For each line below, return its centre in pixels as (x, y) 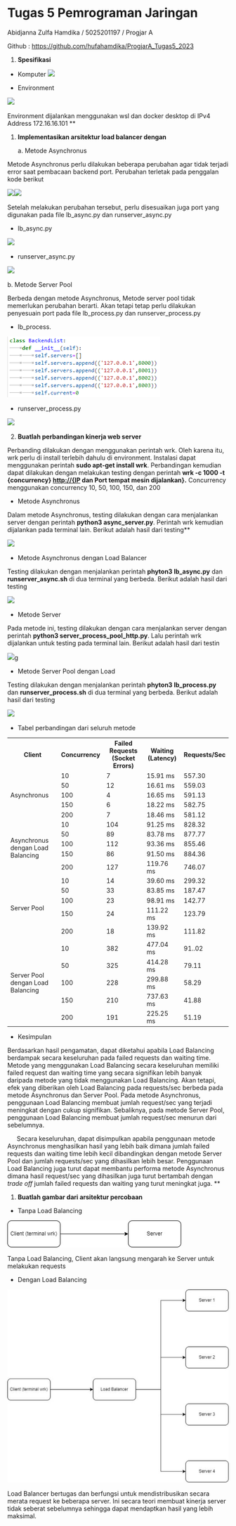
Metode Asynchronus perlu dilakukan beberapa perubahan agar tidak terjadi (118, 164)
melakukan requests (37, 1266)
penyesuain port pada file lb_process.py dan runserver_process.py (104, 313)
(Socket (124, 758)
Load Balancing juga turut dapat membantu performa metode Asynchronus (116, 1168)
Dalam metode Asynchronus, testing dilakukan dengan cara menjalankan (113, 515)
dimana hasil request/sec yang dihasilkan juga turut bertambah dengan (110, 1176)
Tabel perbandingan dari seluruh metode (76, 728)
